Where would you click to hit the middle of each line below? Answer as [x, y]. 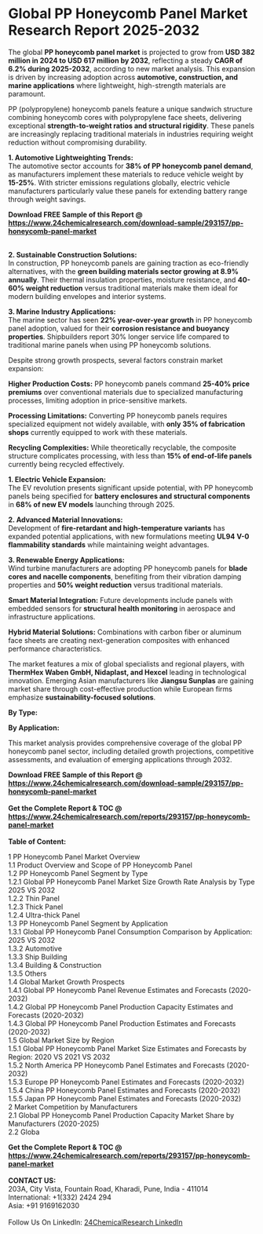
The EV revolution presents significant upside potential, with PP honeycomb [131, 487]
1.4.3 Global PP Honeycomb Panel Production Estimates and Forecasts [122, 1023]
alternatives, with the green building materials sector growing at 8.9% [124, 271]
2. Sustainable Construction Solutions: [73, 254]
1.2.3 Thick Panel [36, 907]
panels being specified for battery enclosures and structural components [129, 496]
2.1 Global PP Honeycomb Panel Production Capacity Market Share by [121, 1115]
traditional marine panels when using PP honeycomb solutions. [110, 345]
